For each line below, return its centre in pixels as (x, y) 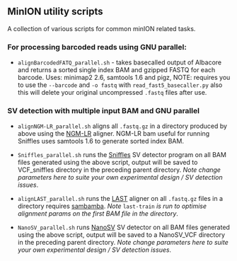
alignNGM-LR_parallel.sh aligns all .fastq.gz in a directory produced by (122, 126)
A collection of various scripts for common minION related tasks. (102, 28)
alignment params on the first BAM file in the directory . (98, 214)
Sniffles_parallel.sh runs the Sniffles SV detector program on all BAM (122, 155)
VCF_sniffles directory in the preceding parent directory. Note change (119, 170)
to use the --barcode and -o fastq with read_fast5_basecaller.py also (120, 85)
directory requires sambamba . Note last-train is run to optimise (112, 206)
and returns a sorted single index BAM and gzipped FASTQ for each (116, 70)
